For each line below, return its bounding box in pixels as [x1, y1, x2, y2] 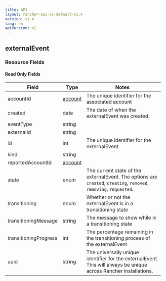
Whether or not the [86, 194, 130, 201]
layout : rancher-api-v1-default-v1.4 [5, 12, 83, 17]
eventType [7, 120, 32, 127]
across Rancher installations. [86, 267, 153, 274]
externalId [7, 128, 31, 135]
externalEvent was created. [86, 112, 150, 119]
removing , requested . [86, 185, 134, 192]
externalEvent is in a [86, 200, 133, 207]
